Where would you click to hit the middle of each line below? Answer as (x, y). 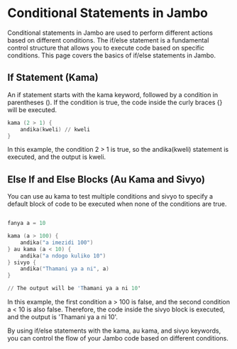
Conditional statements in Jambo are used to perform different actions (110, 33)
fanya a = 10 (27, 223)
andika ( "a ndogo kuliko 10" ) (63, 256)
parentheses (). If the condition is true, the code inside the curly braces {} (115, 102)
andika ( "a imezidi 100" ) (57, 243)
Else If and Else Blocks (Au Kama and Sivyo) (106, 179)
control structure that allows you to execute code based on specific (106, 48)
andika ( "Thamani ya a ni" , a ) (65, 269)
